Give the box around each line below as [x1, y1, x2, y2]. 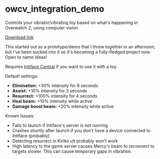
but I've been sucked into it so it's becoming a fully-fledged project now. [5, 49, 151, 55]
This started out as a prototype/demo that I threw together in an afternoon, [5, 44, 156, 49]
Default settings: [5, 73, 38, 79]
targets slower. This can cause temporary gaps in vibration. [12, 148, 132, 154]
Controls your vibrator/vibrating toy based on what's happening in [5, 20, 138, 25]
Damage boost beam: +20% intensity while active [12, 103, 114, 109]
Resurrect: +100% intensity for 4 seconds [12, 93, 98, 99]
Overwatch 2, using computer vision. [5, 24, 80, 30]
